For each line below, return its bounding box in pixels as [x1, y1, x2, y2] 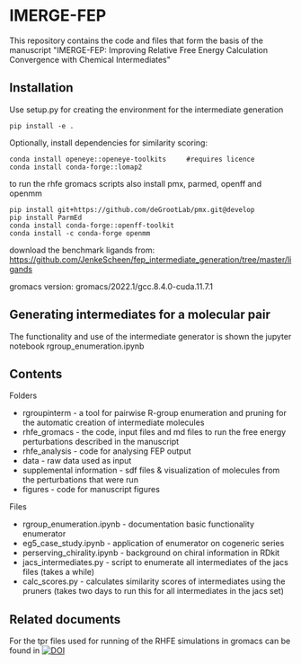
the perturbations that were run [22, 474, 139, 485]
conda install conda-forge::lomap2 [9, 163, 143, 172]
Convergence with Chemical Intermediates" [9, 54, 171, 65]
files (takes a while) [22, 567, 95, 578]
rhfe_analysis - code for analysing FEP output [22, 446, 191, 456]
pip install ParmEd [9, 213, 83, 222]
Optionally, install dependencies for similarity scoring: [9, 137, 208, 148]
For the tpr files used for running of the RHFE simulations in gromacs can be [9, 635, 291, 647]
